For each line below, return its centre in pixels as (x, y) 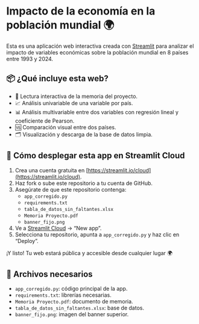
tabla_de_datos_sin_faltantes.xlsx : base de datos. (80, 308)
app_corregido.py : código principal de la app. (71, 289)
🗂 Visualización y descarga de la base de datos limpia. (84, 134)
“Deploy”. (27, 241)
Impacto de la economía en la (81, 11)
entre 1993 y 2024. (30, 59)
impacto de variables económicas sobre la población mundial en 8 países (97, 52)
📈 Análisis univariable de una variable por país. (74, 103)
